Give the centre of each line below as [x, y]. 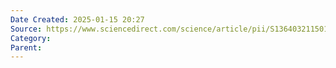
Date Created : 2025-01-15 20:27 [77, 19]
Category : [31, 38]
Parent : [26, 47]
